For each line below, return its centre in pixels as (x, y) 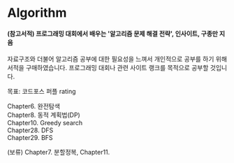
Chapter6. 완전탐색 (34, 106)
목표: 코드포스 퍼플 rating (42, 92)
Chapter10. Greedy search (45, 123)
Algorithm (37, 13)
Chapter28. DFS (30, 130)
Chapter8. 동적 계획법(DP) (44, 115)
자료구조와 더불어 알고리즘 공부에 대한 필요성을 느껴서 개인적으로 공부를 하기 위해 (117, 59)
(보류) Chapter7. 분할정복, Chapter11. (59, 153)
